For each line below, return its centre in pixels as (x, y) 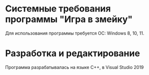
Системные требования (58, 9)
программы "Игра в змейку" (69, 19)
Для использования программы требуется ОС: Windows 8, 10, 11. (75, 33)
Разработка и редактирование (72, 53)
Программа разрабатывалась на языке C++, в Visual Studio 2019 (74, 67)
